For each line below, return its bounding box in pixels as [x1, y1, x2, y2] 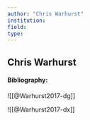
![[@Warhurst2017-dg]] [7, 91, 76, 100]
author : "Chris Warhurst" [7, 10, 84, 18]
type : [7, 30, 23, 37]
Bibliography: [7, 76, 48, 85]
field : [7, 23, 27, 30]
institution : [7, 17, 46, 24]
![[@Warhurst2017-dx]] [7, 105, 75, 114]
